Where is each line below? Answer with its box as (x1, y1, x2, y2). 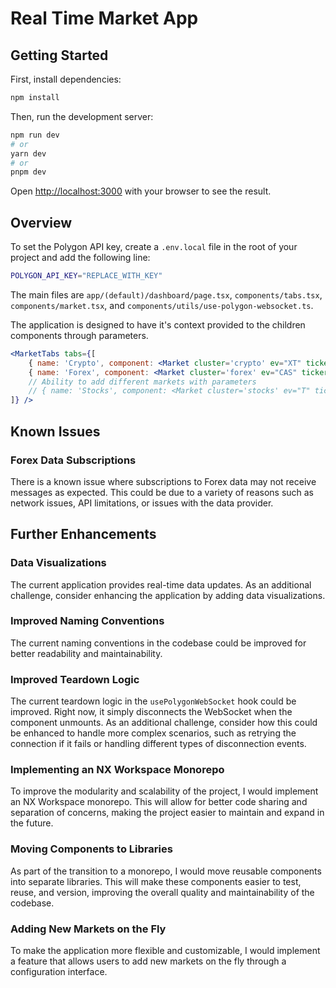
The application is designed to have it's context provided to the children (10, 318, 306, 331)
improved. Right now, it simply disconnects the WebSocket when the (10, 706, 293, 718)
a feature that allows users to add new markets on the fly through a (10, 955, 287, 967)
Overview (10, 214, 73, 231)
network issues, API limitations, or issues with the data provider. (10, 497, 274, 509)
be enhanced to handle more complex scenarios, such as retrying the (10, 727, 297, 739)
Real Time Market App (10, 7, 199, 30)
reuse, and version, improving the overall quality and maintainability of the (10, 886, 315, 898)
